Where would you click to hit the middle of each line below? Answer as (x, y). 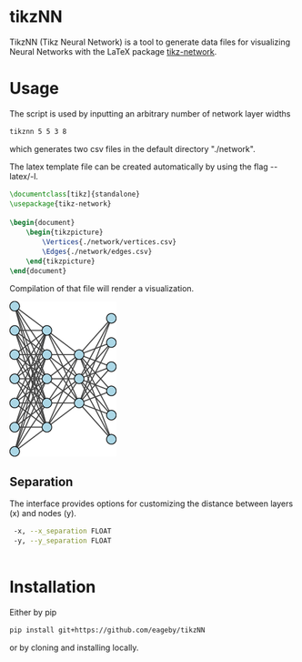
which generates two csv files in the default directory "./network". (133, 148)
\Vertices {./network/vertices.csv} (110, 242)
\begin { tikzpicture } (65, 233)
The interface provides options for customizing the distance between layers (151, 504)
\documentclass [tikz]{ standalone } (75, 194)
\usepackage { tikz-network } (60, 204)
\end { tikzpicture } (60, 261)
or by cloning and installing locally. (74, 647)
